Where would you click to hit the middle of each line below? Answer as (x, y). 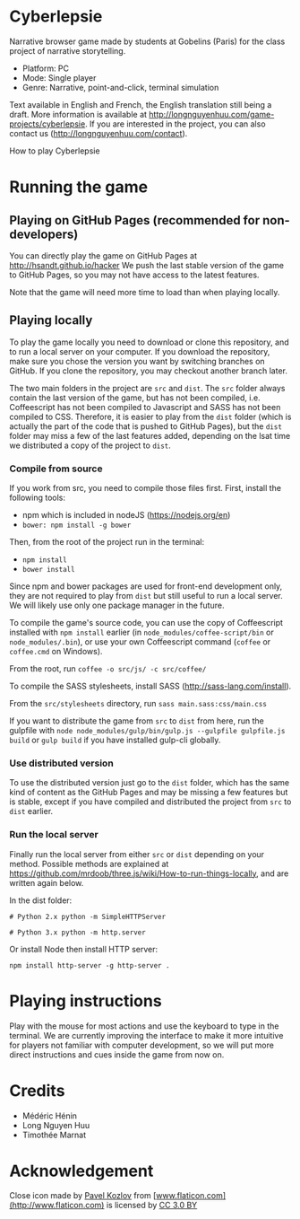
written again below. (47, 882)
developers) (44, 234)
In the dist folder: (41, 900)
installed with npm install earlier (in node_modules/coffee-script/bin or (142, 632)
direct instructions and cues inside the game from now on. (117, 1054)
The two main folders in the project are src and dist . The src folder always (147, 388)
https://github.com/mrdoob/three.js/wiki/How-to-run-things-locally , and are (149, 873)
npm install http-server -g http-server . (90, 965)
